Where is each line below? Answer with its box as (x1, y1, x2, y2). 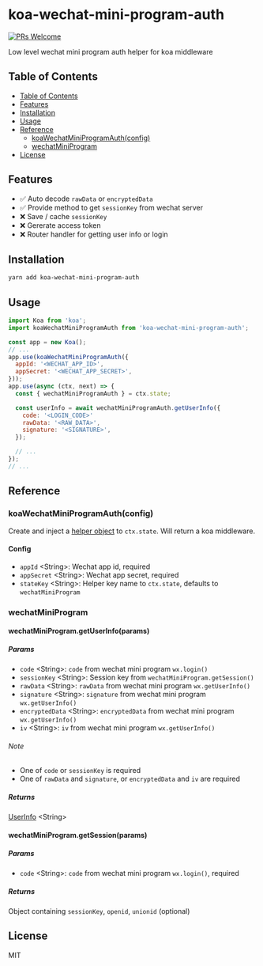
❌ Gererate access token (19, 220, 101, 230)
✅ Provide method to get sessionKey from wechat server (19, 203, 204, 212)
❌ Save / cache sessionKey (19, 211, 107, 221)
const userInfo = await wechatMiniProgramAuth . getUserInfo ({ (15, 403, 221, 412)
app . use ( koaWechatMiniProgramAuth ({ (8, 353, 129, 361)
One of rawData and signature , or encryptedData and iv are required (19, 774, 241, 784)
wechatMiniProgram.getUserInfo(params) (8, 627, 150, 636)
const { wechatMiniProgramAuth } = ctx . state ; (15, 389, 171, 397)
